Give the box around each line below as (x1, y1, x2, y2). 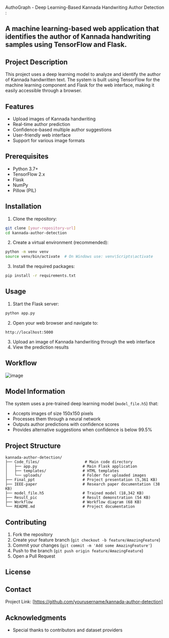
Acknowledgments (5, 614, 67, 622)
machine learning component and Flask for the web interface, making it (5, 82, 155, 88)
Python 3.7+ (12, 166, 39, 172)
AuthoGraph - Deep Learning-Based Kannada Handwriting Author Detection (5, 5, 164, 10)
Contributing (5, 518, 47, 526)
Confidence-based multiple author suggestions (12, 127, 112, 133)
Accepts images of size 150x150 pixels (12, 410, 93, 417)
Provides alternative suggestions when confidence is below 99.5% (12, 427, 152, 433)
